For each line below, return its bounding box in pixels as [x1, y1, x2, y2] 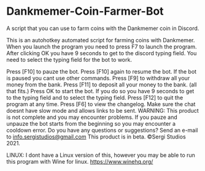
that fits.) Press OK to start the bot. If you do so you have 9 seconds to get [6, 87, 195, 94]
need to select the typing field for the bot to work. [6, 56, 132, 63]
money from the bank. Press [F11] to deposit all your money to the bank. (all [6, 81, 197, 88]
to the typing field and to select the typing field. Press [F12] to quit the [6, 94, 184, 101]
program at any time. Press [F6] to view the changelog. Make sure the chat [6, 100, 196, 108]
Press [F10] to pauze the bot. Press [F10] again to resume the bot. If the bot [6, 67, 197, 75]
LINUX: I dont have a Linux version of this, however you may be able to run [6, 151, 195, 159]
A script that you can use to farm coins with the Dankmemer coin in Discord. [6, 25, 199, 32]
